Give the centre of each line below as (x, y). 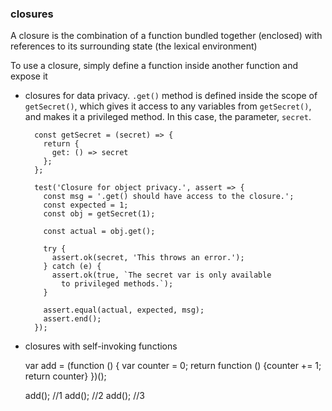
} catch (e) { (72, 267)
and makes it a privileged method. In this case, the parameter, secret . (168, 117)
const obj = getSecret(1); (99, 214)
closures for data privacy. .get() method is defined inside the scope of (171, 96)
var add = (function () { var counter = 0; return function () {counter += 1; (173, 366)
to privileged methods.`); (117, 284)
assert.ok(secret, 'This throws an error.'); (148, 258)
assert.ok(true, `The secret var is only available (161, 275)
